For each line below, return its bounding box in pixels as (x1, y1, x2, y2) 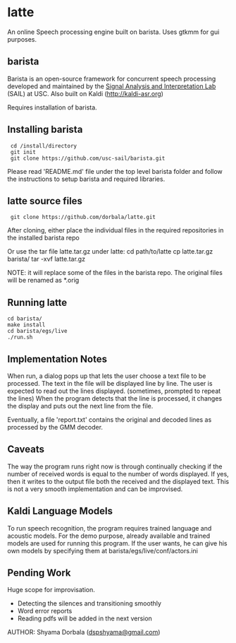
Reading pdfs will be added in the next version (17, 614, 153, 623)
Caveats (7, 443, 44, 456)
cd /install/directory (10, 142, 77, 149)
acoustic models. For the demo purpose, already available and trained (7, 531, 211, 540)
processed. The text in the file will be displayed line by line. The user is (7, 379, 213, 387)
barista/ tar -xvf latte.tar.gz (7, 255, 86, 264)
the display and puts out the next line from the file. (7, 402, 154, 410)
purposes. (7, 35, 37, 43)
